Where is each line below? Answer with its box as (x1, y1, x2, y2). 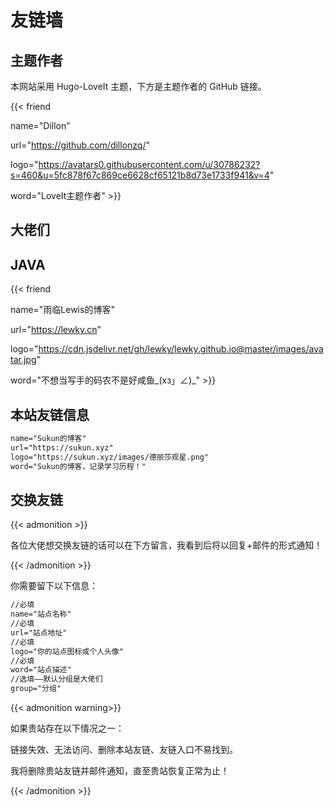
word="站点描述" (10, 665, 72, 675)
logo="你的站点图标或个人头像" (10, 646, 124, 656)
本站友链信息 (10, 406, 90, 423)
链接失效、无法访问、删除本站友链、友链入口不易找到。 (10, 744, 238, 756)
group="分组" (10, 684, 62, 694)
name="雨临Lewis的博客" (10, 304, 115, 316)
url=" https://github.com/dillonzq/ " (10, 139, 150, 151)
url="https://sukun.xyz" (10, 442, 114, 453)
